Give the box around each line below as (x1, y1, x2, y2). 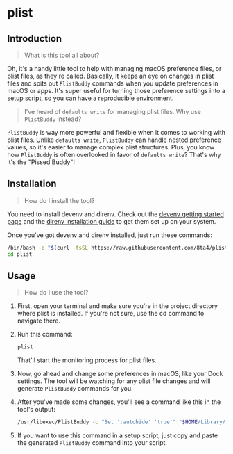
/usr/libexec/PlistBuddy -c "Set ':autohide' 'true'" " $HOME (17, 419, 198, 425)
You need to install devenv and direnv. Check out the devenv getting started (7, 210, 224, 218)
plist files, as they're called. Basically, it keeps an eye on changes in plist (7, 72, 214, 80)
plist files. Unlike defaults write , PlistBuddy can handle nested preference (7, 136, 222, 144)
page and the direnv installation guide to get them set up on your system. (7, 217, 216, 225)
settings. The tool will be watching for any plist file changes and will (17, 377, 211, 385)
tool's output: (17, 405, 55, 414)
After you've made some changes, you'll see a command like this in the (17, 398, 221, 406)
